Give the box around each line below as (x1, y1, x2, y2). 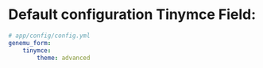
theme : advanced (37, 54, 91, 62)
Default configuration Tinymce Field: (8, 6, 257, 24)
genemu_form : (8, 39, 52, 47)
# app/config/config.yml (8, 32, 91, 40)
